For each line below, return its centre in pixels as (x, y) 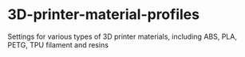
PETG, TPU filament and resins (58, 44)
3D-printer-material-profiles (104, 15)
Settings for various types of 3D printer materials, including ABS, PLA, (122, 36)
